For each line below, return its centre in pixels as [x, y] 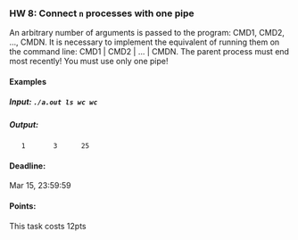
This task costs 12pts [48, 226]
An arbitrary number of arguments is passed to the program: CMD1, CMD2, [147, 33]
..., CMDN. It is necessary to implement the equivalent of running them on [145, 42]
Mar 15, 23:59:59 [40, 186]
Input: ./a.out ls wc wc [54, 102]
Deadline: [28, 166]
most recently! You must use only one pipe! [89, 62]
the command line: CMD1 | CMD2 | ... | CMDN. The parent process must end [149, 52]
